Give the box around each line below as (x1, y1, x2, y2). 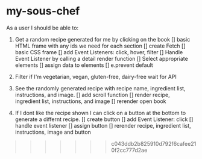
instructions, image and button (14, 128, 92, 136)
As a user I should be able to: (6, 24, 79, 31)
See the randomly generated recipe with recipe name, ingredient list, (14, 84, 186, 92)
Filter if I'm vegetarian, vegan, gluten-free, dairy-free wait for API (14, 73, 177, 80)
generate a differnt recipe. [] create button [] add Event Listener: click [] (14, 116, 194, 123)
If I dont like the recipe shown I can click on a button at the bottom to (14, 109, 186, 116)
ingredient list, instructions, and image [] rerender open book (14, 98, 167, 105)
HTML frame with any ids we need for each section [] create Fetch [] (14, 42, 186, 49)
